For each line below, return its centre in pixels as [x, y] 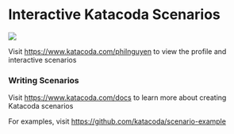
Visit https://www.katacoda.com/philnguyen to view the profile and [117, 51]
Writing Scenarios [44, 80]
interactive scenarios [42, 59]
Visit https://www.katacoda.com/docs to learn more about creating [117, 98]
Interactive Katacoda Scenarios [114, 15]
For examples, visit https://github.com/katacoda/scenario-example [117, 121]
